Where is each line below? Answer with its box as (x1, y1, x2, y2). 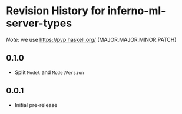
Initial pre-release (14, 101, 58, 108)
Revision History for (6, 4, 105, 18)
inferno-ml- (107, 4, 166, 18)
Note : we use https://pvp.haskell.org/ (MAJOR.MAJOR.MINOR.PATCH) (6, 36, 177, 43)
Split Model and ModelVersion (14, 69, 84, 76)
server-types (6, 16, 72, 30)
